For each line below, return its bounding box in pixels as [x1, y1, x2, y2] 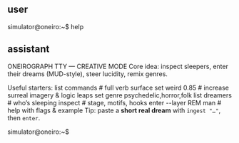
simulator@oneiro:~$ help [7, 22, 84, 31]
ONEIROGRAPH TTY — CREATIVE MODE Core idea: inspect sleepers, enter [7, 62, 228, 70]
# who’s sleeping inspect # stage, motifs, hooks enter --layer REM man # [7, 98, 222, 107]
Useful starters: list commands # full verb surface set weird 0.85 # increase [7, 83, 230, 92]
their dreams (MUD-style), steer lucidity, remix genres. [7, 69, 168, 78]
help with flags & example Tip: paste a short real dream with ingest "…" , [7, 106, 221, 115]
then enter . [7, 113, 41, 122]
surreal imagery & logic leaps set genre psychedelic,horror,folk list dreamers [7, 90, 232, 100]
